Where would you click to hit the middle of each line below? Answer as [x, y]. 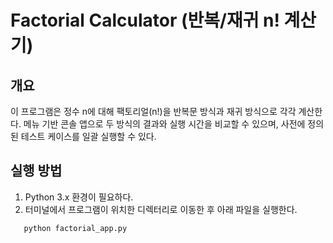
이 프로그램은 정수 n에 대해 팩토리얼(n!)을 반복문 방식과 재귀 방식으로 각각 [153, 111]
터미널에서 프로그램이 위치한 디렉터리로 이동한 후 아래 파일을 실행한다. [161, 209]
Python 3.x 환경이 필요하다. [79, 197]
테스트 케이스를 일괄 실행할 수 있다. [88, 136]
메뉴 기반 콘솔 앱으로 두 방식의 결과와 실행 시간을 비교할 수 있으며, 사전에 [164, 124]
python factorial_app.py [75, 228]
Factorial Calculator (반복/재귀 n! [145, 20]
